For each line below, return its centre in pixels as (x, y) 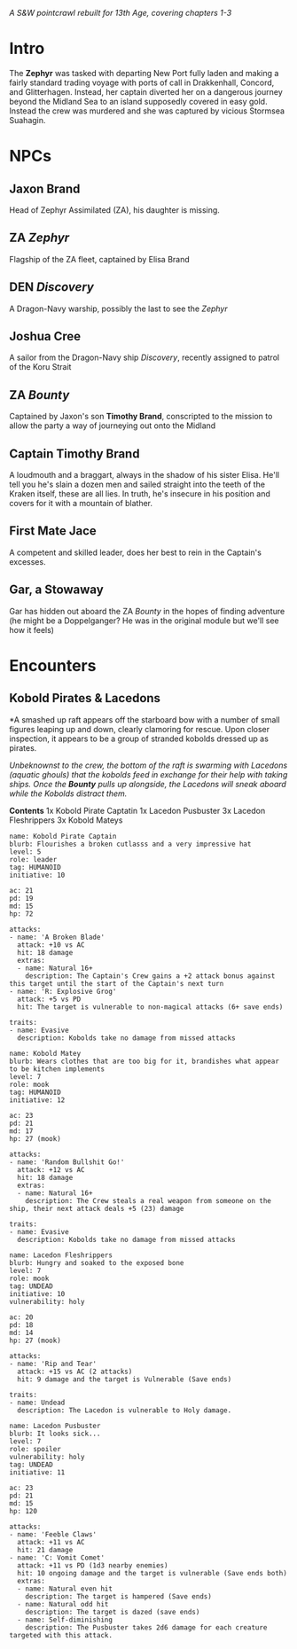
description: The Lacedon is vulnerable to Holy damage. (125, 1410)
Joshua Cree (45, 336)
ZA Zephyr (39, 238)
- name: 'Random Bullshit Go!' (67, 1162)
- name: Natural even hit (65, 1589)
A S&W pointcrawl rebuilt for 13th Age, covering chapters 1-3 (121, 13)
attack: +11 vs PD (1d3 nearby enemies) (93, 1565)
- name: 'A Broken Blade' (57, 937)
